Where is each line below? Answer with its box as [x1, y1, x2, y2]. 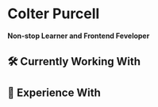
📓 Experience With [7, 86, 101, 99]
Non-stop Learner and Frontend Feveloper [7, 31, 150, 40]
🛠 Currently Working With [7, 55, 141, 68]
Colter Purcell [7, 5, 100, 23]
